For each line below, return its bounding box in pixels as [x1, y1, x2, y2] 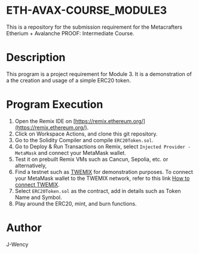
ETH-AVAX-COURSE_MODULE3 [6, 4, 167, 17]
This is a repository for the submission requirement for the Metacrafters [6, 23, 183, 30]
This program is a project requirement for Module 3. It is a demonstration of [6, 70, 192, 78]
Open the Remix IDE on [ [14, 117, 76, 124]
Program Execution [6, 98, 103, 111]
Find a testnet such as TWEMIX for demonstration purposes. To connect [14, 168, 193, 175]
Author [6, 221, 42, 234]
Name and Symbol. [14, 194, 62, 201]
